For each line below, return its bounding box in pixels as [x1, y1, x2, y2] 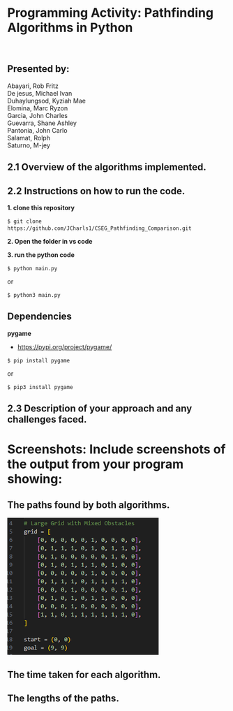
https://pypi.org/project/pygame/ [17, 342, 112, 351]
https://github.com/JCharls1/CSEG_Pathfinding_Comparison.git [7, 225, 192, 232]
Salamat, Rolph [7, 133, 51, 142]
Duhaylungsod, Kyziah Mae [7, 96, 86, 105]
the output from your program [7, 456, 184, 472]
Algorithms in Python [7, 20, 133, 36]
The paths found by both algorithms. [7, 499, 170, 511]
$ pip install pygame [7, 357, 70, 364]
